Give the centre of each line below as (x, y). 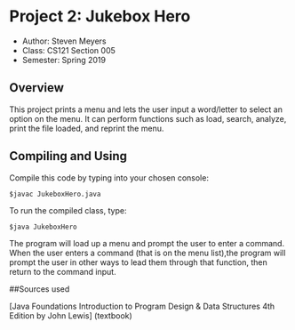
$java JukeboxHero (43, 227)
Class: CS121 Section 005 (68, 50)
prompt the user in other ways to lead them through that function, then (139, 262)
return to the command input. (63, 271)
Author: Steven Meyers (64, 41)
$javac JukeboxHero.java (55, 194)
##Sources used (40, 289)
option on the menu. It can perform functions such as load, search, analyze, (148, 118)
